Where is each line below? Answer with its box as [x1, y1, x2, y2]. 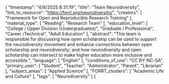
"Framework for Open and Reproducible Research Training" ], [5, 15, 133, 20]
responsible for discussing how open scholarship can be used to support [5, 36, 157, 42]
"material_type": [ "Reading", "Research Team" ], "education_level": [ [5, 20, 148, 26]
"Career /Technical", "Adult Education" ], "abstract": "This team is [5, 31, 141, 36]
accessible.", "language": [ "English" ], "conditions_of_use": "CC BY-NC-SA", [5, 57, 164, 63]
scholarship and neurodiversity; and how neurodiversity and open [5, 47, 142, 52]
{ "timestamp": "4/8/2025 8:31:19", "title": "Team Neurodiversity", [5, 4, 140, 10]
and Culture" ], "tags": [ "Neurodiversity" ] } [5, 73, 96, 79]
